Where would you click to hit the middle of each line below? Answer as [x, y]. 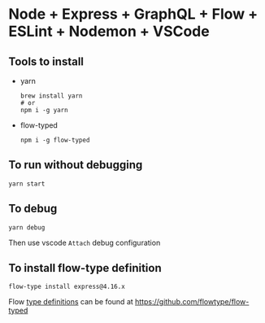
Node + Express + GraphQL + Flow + [133, 14]
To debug [33, 209]
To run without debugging [76, 165]
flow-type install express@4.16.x [67, 287]
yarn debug [27, 227]
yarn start [27, 184]
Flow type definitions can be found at [71, 302]
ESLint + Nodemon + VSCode [109, 31]
